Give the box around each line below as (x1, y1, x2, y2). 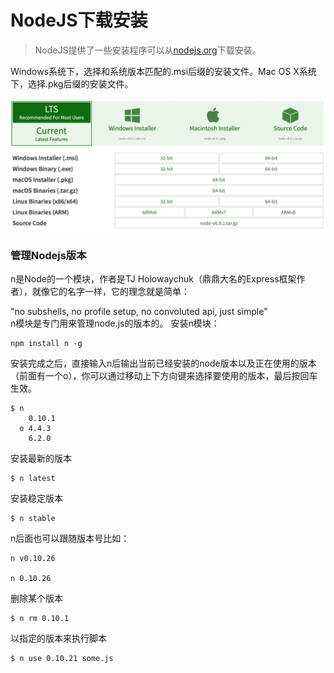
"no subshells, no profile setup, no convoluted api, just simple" (10, 305, 268, 317)
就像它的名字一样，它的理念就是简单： (31, 285, 190, 297)
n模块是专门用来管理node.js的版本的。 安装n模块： (10, 317, 220, 329)
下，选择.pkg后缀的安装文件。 (10, 77, 134, 90)
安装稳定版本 (10, 492, 63, 504)
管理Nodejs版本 (10, 248, 87, 262)
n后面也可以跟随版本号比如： (10, 532, 130, 544)
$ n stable (10, 513, 56, 523)
